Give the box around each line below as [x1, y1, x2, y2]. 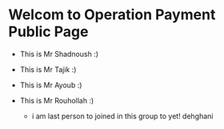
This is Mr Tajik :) [19, 64, 77, 74]
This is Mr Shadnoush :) [19, 49, 98, 58]
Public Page [8, 22, 89, 41]
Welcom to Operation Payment [8, 6, 216, 24]
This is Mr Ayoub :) [19, 80, 82, 90]
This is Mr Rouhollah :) [19, 95, 94, 105]
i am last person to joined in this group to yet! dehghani [31, 111, 214, 121]
